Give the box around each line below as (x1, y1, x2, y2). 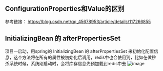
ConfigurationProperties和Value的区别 (5, 4, 124, 13)
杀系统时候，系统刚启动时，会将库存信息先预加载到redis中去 (5, 60, 126, 66)
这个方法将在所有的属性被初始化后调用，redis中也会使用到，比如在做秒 (13, 54, 156, 60)
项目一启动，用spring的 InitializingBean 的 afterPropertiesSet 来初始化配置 (5, 48, 154, 54)
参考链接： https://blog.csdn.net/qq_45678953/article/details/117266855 (5, 19, 151, 24)
